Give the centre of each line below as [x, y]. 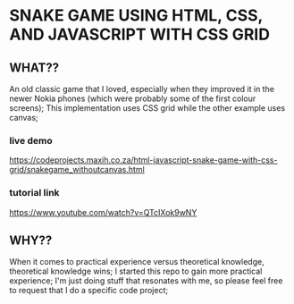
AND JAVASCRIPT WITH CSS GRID [140, 34]
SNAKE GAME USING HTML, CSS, [136, 16]
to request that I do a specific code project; [88, 291]
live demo [31, 140]
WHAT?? [34, 68]
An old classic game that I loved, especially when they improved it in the [142, 89]
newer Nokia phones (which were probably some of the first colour [133, 98]
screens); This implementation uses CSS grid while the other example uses [147, 108]
